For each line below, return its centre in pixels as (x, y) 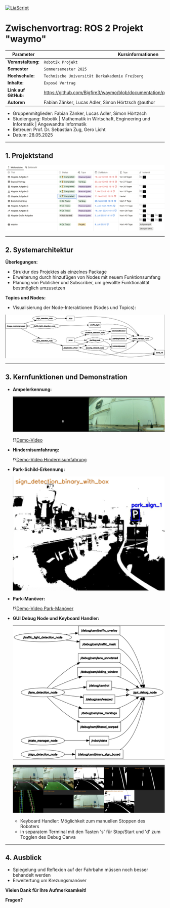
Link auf (16, 90)
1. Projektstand (29, 156)
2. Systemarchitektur (39, 250)
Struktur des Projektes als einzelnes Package (60, 272)
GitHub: (16, 95)
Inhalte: (15, 83)
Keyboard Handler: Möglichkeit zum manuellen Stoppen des (83, 821)
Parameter (23, 54)
